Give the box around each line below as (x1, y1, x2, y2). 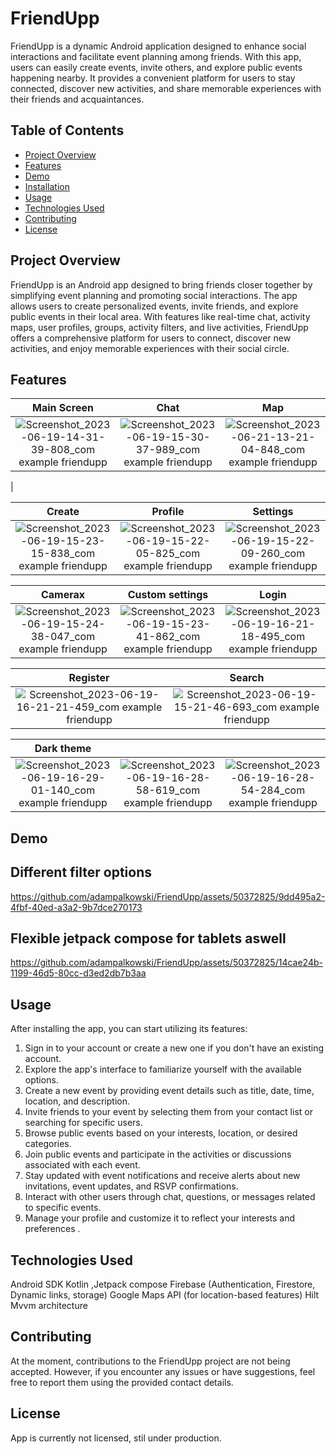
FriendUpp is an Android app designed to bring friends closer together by (10, 278, 313, 291)
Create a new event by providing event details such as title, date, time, (24, 1085, 315, 1097)
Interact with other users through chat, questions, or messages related (24, 1191, 316, 1203)
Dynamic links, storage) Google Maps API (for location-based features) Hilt (10, 1289, 320, 1301)
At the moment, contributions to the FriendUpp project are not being (10, 1355, 291, 1367)
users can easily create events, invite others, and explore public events (10, 61, 303, 73)
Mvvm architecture (10, 1300, 88, 1312)
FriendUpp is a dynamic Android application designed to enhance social (10, 40, 307, 52)
